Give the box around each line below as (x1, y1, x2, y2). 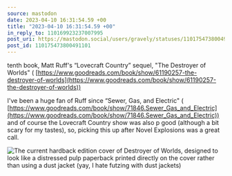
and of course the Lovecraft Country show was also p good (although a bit (7, 119, 220, 126)
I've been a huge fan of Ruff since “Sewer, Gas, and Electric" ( (7, 97, 184, 104)
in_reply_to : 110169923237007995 (7, 29, 104, 37)
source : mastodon (7, 10, 57, 17)
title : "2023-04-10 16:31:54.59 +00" (7, 23, 116, 30)
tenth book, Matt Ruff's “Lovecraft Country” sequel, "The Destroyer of (7, 61, 206, 69)
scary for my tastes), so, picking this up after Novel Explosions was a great (7, 126, 220, 134)
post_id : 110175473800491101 (7, 42, 91, 49)
